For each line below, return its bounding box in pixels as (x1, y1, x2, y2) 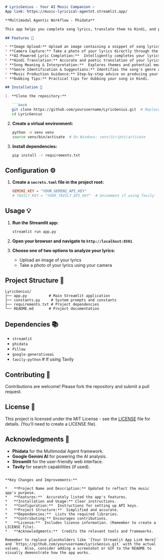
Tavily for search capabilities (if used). (12, 464, 90, 470)
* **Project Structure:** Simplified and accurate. (5, 507, 119, 512)
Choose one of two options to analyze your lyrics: (12, 247, 116, 253)
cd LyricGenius (11, 111, 42, 116)
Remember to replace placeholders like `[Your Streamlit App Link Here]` (5, 537, 159, 542)
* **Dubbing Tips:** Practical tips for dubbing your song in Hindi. (5, 76, 150, 81)
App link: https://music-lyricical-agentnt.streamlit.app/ (5, 9, 128, 14)
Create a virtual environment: (12, 120, 73, 126)
